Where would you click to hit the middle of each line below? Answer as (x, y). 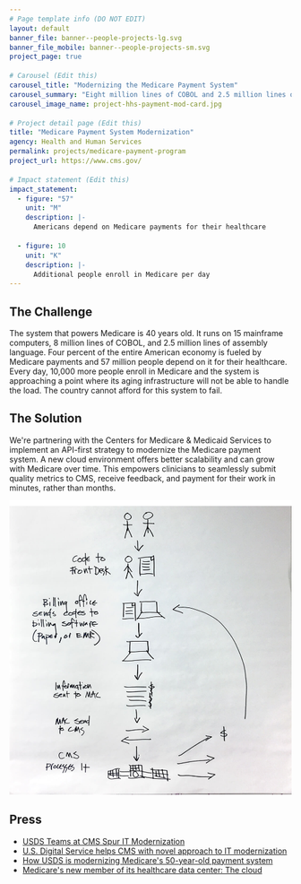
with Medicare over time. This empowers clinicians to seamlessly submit (143, 468)
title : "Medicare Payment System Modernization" (102, 133)
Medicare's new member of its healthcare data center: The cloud (142, 870)
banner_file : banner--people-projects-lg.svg (95, 38)
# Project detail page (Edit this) (76, 123)
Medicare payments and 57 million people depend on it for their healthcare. (148, 362)
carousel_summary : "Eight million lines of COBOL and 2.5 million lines (148, 94)
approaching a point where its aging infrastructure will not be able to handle (149, 381)
